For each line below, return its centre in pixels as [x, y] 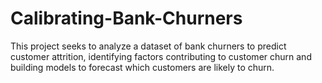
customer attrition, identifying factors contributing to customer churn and [161, 56]
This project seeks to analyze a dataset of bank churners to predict [148, 46]
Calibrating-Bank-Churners [126, 18]
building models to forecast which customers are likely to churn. [142, 67]
